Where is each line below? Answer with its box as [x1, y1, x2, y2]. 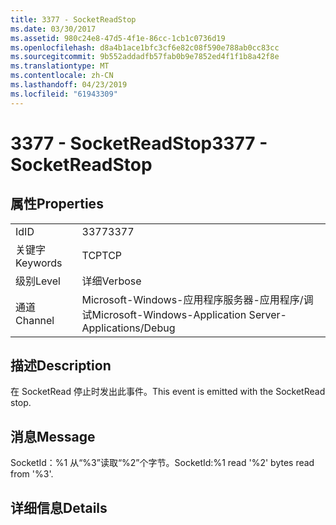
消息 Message [10, 428, 96, 445]
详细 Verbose [81, 274, 142, 288]
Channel [15, 313, 55, 327]
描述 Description [10, 357, 112, 375]
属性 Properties [10, 196, 104, 213]
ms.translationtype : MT [10, 61, 110, 71]
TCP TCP [81, 248, 123, 262]
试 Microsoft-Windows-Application [81, 307, 247, 321]
